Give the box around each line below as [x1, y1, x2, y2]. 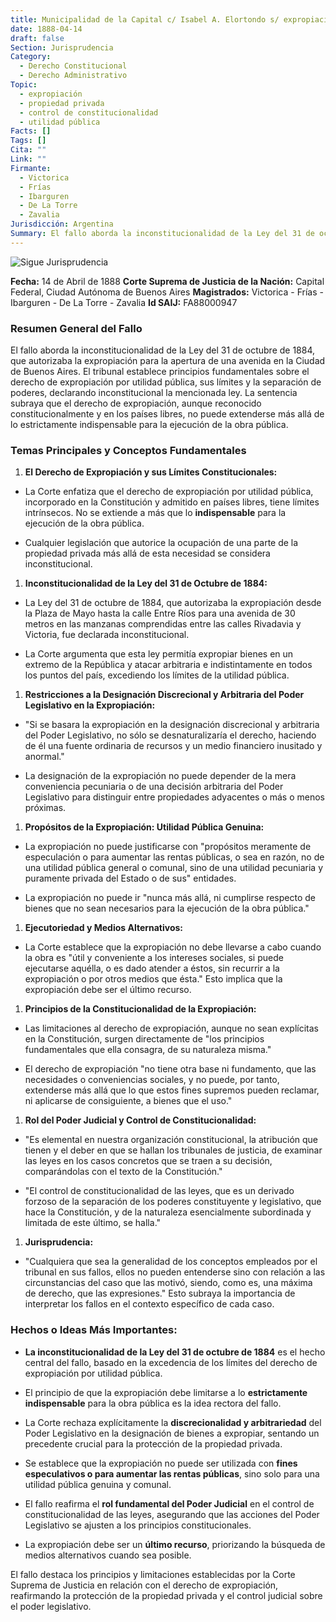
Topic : [10, 80, 38, 90]
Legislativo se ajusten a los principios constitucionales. [24, 1519, 252, 1531]
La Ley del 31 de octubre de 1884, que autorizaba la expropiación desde [24, 597, 322, 609]
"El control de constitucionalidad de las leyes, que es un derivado [24, 1185, 295, 1197]
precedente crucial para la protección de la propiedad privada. [24, 1437, 283, 1450]
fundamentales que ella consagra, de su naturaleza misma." [24, 1044, 272, 1056]
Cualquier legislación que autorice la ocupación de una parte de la [24, 537, 299, 549]
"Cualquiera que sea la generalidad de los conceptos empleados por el [24, 1256, 318, 1268]
